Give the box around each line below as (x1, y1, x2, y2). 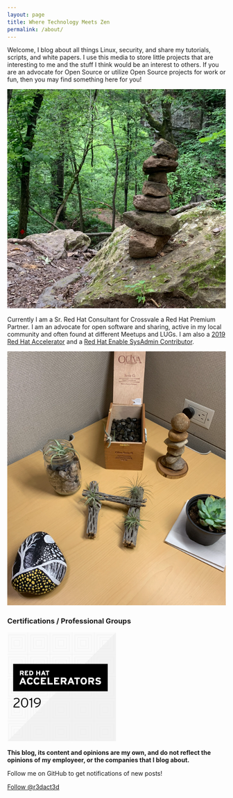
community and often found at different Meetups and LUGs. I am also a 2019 (7, 330, 225, 339)
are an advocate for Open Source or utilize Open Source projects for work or (7, 68, 226, 77)
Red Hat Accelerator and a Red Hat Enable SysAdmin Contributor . (7, 337, 194, 346)
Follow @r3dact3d (7, 783, 60, 791)
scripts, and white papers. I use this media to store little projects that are (7, 53, 214, 62)
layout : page (7, 11, 45, 18)
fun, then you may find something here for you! (7, 75, 142, 83)
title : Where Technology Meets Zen (7, 18, 110, 26)
